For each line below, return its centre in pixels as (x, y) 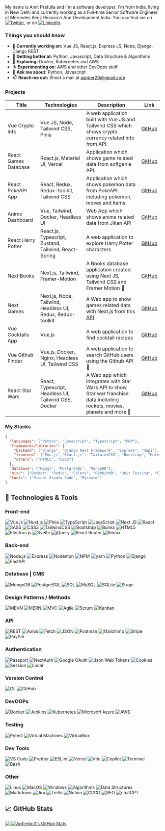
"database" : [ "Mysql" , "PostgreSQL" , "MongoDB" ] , (61, 469)
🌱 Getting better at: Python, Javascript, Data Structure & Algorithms (81, 56)
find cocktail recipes (110, 338)
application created (109, 269)
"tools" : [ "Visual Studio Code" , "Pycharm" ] (56, 478)
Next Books (21, 276)
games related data (109, 305)
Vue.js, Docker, (57, 352)
